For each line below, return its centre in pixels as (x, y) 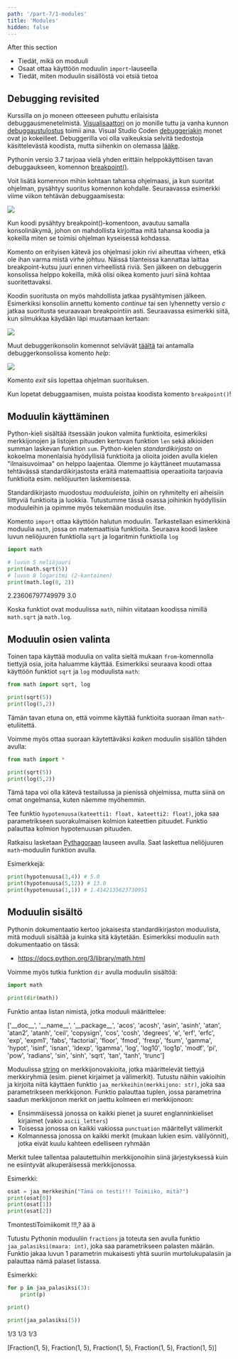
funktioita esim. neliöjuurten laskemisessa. (69, 479)
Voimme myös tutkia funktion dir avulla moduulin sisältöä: (92, 972)
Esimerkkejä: (26, 864)
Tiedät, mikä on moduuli (53, 61)
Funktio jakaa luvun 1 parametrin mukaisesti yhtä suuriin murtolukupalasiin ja (119, 1254)
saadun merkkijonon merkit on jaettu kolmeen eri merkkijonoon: (101, 1099)
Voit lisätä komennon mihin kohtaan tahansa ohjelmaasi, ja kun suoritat (111, 181)
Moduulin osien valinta (59, 639)
